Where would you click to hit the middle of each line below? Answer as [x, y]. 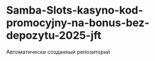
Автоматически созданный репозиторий [58, 52]
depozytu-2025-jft [54, 36]
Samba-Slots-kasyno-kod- [75, 10]
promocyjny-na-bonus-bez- [78, 23]
